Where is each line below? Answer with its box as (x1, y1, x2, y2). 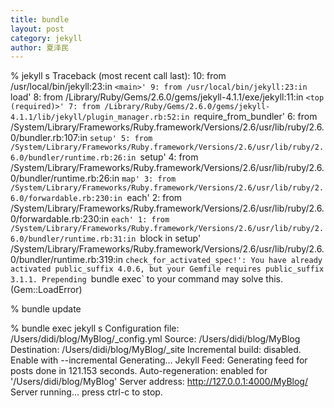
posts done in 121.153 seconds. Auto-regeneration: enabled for (10, 365, 268, 377)
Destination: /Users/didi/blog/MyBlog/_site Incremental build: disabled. (10, 344, 302, 356)
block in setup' (139, 232, 202, 245)
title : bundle (10, 14, 70, 25)
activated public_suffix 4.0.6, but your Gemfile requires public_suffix (10, 264, 325, 275)
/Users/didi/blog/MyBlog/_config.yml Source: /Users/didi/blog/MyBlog (10, 333, 301, 345)
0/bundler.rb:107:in (10, 132, 88, 144)
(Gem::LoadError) (10, 284, 83, 296)
